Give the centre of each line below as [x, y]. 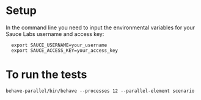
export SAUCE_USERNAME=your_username [59, 45]
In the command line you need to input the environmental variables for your [100, 27]
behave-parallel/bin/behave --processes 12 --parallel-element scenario [100, 91]
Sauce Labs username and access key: [55, 34]
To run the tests [46, 75]
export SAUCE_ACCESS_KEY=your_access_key [65, 50]
